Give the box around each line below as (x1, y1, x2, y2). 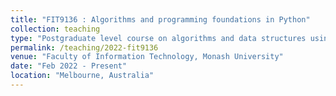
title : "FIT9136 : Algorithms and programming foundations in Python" (10, 14, 311, 25)
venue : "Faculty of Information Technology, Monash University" (10, 52, 284, 62)
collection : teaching (10, 24, 101, 34)
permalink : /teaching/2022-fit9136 (10, 42, 159, 53)
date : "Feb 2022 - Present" (10, 61, 128, 71)
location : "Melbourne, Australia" (10, 71, 155, 81)
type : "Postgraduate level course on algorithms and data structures (10, 33, 307, 43)
